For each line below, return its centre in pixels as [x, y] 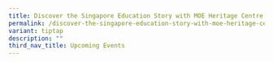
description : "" [36, 38]
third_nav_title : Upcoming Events [67, 46]
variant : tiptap [36, 31]
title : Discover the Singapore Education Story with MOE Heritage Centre [136, 16]
